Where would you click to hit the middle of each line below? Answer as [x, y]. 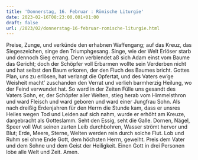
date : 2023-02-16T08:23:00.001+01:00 [53, 17]
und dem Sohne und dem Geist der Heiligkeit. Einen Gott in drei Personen [95, 146]
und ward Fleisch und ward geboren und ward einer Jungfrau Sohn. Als [93, 102]
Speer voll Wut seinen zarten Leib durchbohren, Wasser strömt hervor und [97, 127]
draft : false [22, 23]
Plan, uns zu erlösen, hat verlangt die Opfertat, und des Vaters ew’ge [90, 76]
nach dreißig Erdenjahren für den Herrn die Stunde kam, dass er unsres [93, 108]
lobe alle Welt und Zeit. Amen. [43, 152]
